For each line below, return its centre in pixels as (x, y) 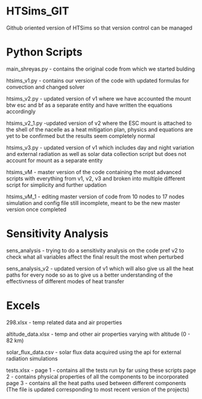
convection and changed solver (46, 87)
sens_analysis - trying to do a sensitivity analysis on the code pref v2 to (95, 250)
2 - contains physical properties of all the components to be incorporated (97, 376)
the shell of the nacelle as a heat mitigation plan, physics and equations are (99, 129)
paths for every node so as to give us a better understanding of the (90, 275)
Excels (23, 306)
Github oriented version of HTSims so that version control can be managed (99, 28)
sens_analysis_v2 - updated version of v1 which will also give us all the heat (100, 268)
